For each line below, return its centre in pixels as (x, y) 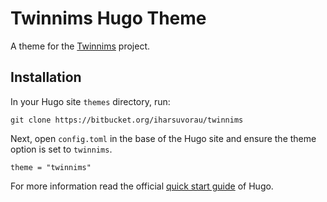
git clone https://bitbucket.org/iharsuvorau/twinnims (127, 120)
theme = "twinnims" (51, 167)
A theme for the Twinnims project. (80, 46)
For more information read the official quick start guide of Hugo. (142, 186)
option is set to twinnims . (61, 149)
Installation (46, 77)
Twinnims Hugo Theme (108, 18)
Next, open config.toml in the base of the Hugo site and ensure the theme (163, 138)
